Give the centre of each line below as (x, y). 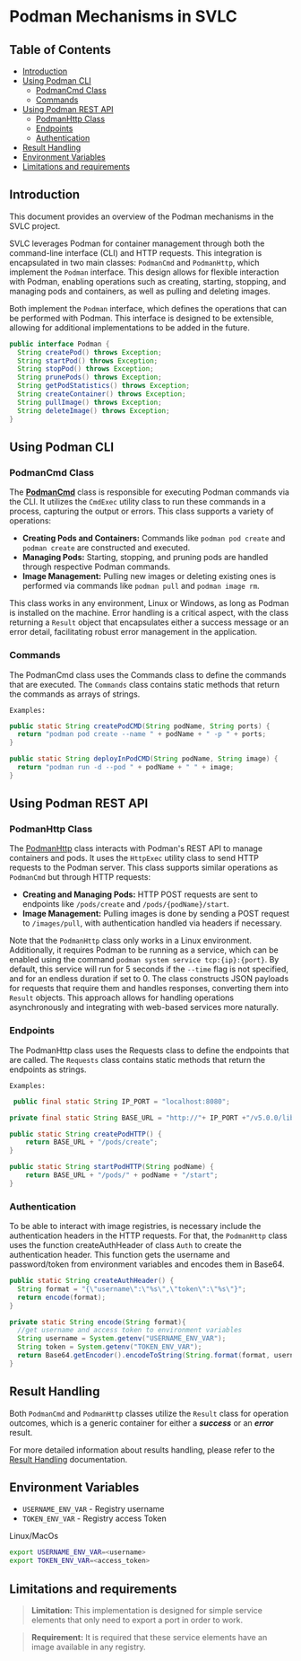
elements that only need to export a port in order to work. (137, 1620)
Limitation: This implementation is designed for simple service (146, 1611)
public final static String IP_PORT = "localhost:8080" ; (121, 1102)
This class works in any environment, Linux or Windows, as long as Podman (149, 603)
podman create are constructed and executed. (106, 548)
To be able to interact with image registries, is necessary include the (135, 1226)
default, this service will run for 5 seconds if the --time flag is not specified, (149, 969)
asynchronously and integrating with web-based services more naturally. (144, 1007)
